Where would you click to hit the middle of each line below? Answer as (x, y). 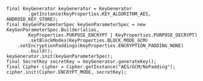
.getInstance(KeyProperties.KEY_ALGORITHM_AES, (90, 14)
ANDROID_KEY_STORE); (33, 19)
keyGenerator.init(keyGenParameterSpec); (60, 56)
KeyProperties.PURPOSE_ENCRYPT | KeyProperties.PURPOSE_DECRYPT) (113, 35)
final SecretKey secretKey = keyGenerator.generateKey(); (81, 62)
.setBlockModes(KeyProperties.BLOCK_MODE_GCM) (88, 40)
